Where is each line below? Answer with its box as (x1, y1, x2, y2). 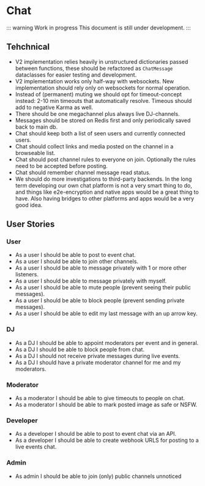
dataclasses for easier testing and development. (15, 71, 137, 78)
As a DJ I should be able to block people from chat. (15, 346, 145, 353)
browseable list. (15, 149, 56, 156)
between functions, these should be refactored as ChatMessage (15, 64, 173, 72)
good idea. (15, 201, 43, 208)
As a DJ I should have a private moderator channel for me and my (15, 359, 181, 366)
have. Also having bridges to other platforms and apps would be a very (15, 194, 195, 202)
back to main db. (15, 123, 58, 131)
